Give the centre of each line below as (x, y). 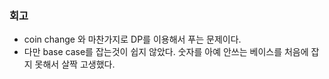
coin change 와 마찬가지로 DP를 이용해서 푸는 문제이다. (132, 39)
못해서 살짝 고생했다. (75, 64)
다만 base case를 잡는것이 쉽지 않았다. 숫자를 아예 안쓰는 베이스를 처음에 (166, 52)
